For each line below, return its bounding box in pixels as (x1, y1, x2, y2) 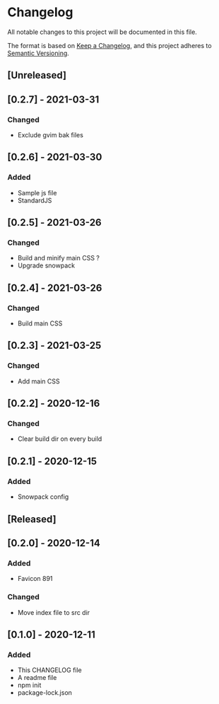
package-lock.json (17, 688, 73, 697)
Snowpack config (17, 492, 69, 501)
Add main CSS (17, 376, 60, 386)
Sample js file (17, 188, 57, 197)
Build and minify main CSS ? (17, 254, 100, 262)
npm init (17, 681, 42, 690)
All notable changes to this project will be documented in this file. (7, 28, 198, 36)
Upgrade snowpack (17, 261, 76, 270)
